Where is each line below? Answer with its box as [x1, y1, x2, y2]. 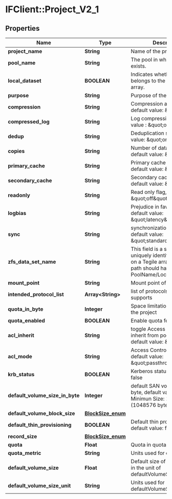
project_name [8, 48, 42, 55]
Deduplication [131, 129, 165, 137]
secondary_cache [8, 177, 52, 184]
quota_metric [8, 449, 41, 457]
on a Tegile [131, 258, 158, 265]
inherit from [131, 332, 159, 339]
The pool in [131, 56, 158, 63]
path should [131, 265, 160, 272]
